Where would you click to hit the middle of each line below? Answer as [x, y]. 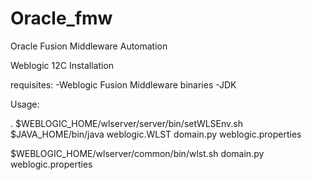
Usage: [25, 104]
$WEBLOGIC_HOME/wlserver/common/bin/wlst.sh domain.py [137, 153]
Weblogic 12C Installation [62, 65]
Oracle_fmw [61, 18]
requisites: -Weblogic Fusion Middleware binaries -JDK [123, 84]
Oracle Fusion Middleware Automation [89, 46]
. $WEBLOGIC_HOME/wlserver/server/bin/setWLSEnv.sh [127, 123]
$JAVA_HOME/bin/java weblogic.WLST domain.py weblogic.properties [156, 134]
